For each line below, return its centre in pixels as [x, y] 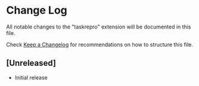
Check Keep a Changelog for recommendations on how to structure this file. [100, 44]
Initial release [31, 77]
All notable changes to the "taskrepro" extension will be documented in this [99, 27]
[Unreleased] [31, 63]
